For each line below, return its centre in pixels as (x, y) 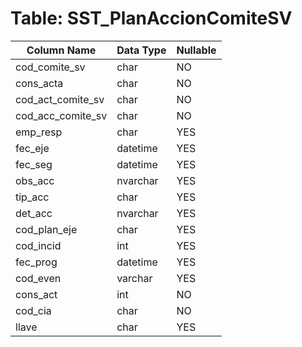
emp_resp (39, 132)
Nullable (196, 50)
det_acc (34, 213)
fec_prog (36, 262)
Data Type (141, 50)
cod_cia (33, 310)
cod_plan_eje (46, 229)
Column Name (61, 50)
